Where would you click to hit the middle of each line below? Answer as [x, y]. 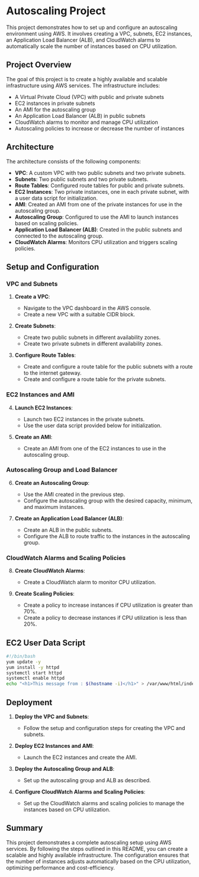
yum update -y [24, 662]
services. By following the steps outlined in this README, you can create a [97, 849]
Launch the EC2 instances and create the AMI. [80, 757]
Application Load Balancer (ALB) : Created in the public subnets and [98, 229]
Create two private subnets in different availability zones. [93, 344]
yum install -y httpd [33, 667]
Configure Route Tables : [45, 355]
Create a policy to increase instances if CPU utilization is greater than [108, 605]
